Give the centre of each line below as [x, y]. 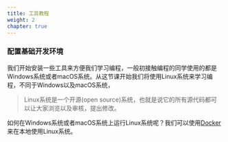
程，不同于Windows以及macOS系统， [61, 85]
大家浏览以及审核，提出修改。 [78, 108]
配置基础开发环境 [35, 51]
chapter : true [27, 26]
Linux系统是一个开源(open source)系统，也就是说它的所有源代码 [114, 99]
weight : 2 [21, 20]
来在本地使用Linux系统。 [42, 131]
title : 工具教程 [28, 13]
